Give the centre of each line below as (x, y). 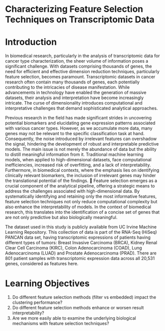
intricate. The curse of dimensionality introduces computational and (74, 103)
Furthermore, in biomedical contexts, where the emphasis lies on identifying (82, 170)
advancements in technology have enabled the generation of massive (76, 93)
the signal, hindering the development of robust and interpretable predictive (82, 144)
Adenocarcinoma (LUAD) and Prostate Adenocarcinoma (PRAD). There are (81, 253)
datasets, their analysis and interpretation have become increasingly (74, 98)
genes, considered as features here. (42, 264)
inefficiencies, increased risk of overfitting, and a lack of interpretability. (78, 165)
